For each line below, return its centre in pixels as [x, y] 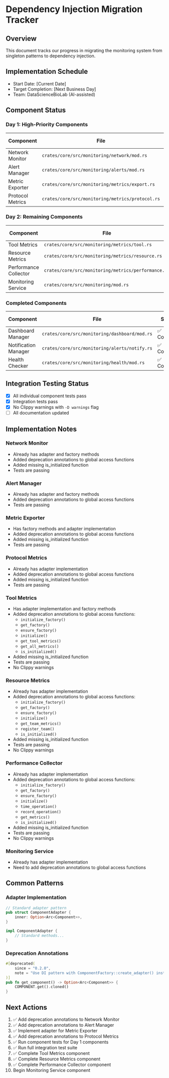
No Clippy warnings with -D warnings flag [56, 407]
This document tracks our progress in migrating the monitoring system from [84, 50]
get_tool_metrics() [41, 641]
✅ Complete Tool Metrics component [51, 1053]
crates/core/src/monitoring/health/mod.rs [93, 363]
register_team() [37, 729]
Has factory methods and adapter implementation [64, 529]
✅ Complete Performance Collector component [62, 1064]
